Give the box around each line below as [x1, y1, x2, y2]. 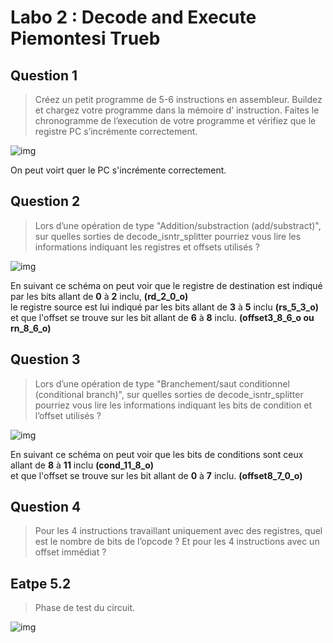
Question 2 [10, 193, 81, 210]
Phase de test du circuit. [34, 602, 136, 614]
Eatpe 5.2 [10, 575, 72, 592]
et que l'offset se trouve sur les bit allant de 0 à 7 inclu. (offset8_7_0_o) [10, 469, 303, 481]
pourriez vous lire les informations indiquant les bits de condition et [34, 399, 313, 411]
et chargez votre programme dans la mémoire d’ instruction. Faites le [34, 104, 320, 116]
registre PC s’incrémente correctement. [34, 126, 198, 137]
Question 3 [10, 351, 81, 368]
